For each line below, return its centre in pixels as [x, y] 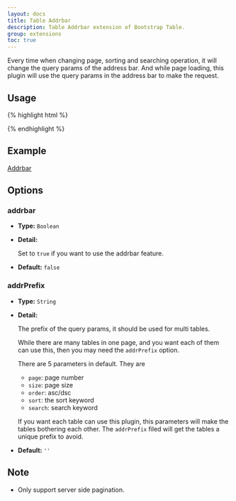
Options [26, 191]
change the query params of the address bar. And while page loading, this [116, 68]
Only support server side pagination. [71, 490]
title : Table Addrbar [39, 21]
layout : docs [27, 14]
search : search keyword [63, 407]
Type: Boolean [38, 226]
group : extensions [34, 34]
